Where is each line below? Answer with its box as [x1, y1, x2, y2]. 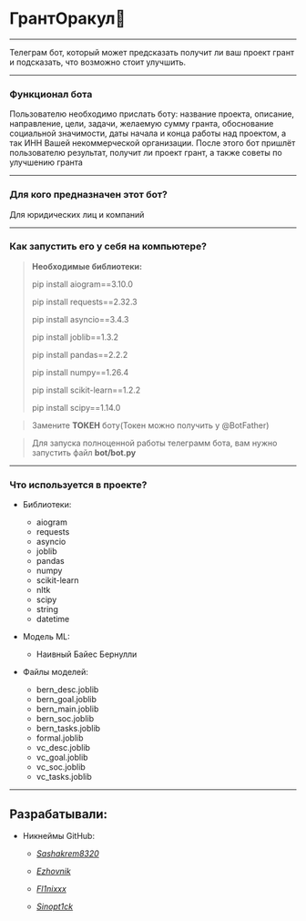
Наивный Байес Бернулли [36, 649, 138, 660]
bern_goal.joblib [36, 694, 97, 705]
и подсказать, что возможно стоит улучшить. [9, 56, 187, 67]
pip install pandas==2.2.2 [31, 349, 128, 360]
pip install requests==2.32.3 [31, 296, 138, 307]
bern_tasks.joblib [36, 723, 101, 734]
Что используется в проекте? [9, 478, 148, 491]
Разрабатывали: [9, 806, 107, 822]
